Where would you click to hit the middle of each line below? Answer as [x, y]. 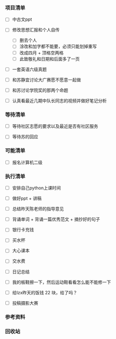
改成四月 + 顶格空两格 [41, 53]
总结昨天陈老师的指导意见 [38, 209]
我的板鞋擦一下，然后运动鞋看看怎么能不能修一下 [61, 282]
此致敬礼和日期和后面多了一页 [49, 59]
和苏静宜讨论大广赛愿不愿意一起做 [46, 80]
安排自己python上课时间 [36, 188]
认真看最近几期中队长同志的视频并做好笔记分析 [59, 100]
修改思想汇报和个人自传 [36, 30]
